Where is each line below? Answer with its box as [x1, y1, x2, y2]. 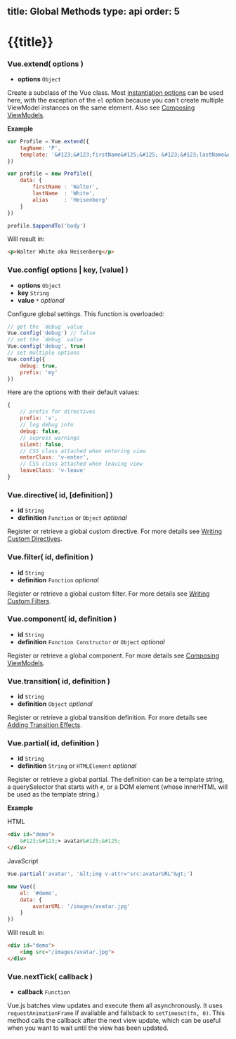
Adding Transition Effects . [7, 721, 82, 729]
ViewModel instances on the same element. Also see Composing [7, 103, 195, 112]
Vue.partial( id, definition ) [7, 738, 100, 748]
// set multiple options [7, 349, 80, 357]
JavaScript [7, 857, 39, 865]
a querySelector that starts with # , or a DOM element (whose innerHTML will [7, 783, 228, 791]
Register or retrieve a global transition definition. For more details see [7, 713, 208, 722]
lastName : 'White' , [32, 190, 96, 197]
